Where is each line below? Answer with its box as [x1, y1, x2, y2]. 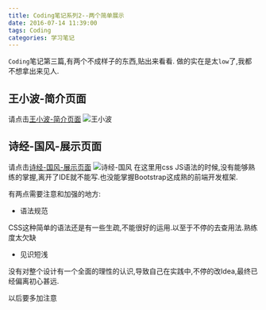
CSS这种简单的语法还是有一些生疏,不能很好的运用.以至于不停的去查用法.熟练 [8, 223, 258, 232]
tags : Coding [8, 26, 52, 34]
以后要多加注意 [8, 293, 57, 302]
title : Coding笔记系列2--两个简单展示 [8, 11, 125, 20]
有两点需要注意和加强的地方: [8, 189, 102, 198]
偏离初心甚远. [14, 276, 60, 285]
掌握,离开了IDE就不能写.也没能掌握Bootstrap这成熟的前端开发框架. [21, 172, 238, 182]
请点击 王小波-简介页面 [8, 114, 82, 124]
